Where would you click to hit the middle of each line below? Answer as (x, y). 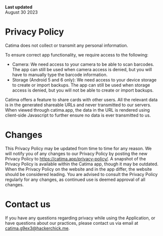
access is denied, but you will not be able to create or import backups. (83, 90)
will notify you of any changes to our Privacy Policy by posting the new (76, 154)
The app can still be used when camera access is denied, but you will (82, 69)
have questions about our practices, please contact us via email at (72, 223)
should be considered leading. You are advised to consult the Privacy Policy (81, 174)
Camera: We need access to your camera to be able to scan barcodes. (83, 64)
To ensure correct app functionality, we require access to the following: (77, 55)
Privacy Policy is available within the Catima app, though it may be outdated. (82, 164)
